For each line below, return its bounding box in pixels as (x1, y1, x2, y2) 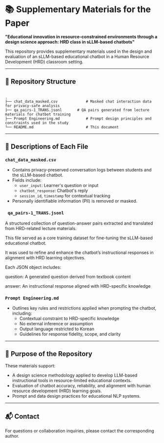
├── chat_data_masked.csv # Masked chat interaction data (5, 99, 152, 104)
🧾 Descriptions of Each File (5, 143, 88, 151)
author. (5, 433, 20, 439)
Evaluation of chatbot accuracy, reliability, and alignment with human (12, 382, 151, 388)
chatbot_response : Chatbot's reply (19, 188, 88, 193)
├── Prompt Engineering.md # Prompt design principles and (5, 116, 152, 121)
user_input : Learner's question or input (19, 183, 99, 189)
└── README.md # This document (5, 125, 119, 129)
